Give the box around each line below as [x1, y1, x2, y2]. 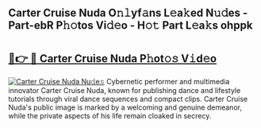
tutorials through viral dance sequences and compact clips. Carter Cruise [8, 95, 248, 103]
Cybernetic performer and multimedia [106, 77, 230, 86]
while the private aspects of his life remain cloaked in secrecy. [8, 111, 212, 120]
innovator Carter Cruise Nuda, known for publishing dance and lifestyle [8, 86, 241, 95]
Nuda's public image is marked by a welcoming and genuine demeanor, [8, 103, 242, 112]
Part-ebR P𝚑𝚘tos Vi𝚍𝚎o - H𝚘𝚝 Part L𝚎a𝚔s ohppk [8, 19, 253, 33]
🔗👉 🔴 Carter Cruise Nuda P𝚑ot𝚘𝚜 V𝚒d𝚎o [8, 52, 217, 65]
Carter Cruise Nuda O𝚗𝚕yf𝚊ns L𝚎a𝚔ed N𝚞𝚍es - [8, 6, 248, 20]
